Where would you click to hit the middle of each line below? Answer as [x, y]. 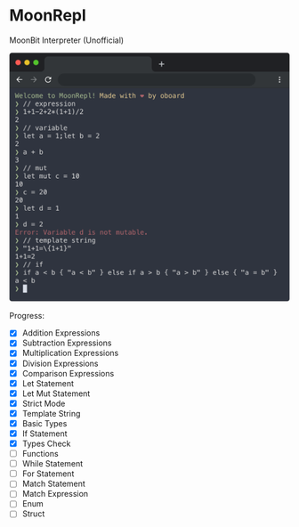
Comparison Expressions [68, 373]
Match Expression [55, 494]
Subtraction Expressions [67, 343]
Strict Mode [44, 403]
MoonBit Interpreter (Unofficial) [67, 40]
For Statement [48, 474]
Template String [51, 413]
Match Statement [54, 484]
